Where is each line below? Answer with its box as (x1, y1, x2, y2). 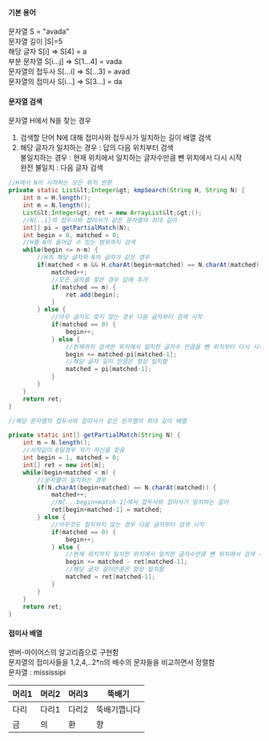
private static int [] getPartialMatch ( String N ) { (8, 431, 181, 440)
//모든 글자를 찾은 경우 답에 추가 (50, 276, 148, 284)
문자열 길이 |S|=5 (8, 37, 63, 46)
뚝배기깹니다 (95, 704, 141, 715)
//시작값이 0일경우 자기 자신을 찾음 (22, 446, 125, 454)
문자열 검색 (8, 96, 42, 106)
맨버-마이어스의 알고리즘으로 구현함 (8, 647, 119, 657)
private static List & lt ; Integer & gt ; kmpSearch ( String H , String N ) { (8, 187, 246, 195)
